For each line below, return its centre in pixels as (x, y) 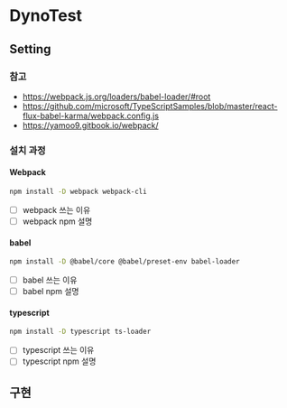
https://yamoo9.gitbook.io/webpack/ (91, 125)
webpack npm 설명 (57, 221)
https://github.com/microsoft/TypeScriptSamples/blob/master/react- (150, 106)
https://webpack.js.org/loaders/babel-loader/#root (116, 97)
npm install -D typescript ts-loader (80, 332)
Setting (30, 49)
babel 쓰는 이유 (50, 280)
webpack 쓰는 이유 (56, 209)
